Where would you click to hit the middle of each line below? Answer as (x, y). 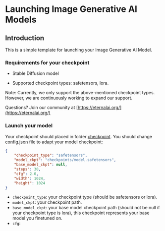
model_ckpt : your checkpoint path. (47, 202)
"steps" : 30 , (27, 170)
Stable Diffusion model (36, 73)
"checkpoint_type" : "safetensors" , (51, 155)
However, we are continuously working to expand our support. (69, 98)
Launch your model (29, 126)
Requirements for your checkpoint (47, 62)
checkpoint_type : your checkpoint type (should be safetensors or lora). (85, 197)
